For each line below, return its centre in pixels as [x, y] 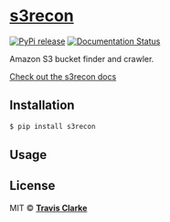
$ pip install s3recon [53, 126]
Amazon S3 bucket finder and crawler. [82, 58]
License [32, 186]
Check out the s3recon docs [63, 76]
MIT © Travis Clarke [48, 207]
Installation [42, 106]
